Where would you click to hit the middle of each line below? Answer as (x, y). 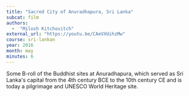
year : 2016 (20, 46)
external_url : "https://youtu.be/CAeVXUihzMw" (66, 34)
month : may (20, 51)
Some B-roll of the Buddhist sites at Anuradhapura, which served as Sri (95, 73)
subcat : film (23, 17)
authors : (17, 23)
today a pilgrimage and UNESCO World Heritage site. (72, 86)
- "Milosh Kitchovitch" (43, 28)
